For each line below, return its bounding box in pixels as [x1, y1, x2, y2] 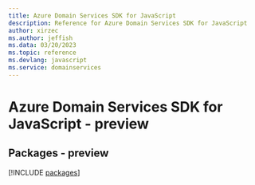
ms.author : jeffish [8, 33, 73, 42]
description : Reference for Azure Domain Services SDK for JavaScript [8, 19, 248, 27]
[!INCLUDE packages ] [8, 167, 80, 177]
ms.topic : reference [8, 49, 77, 57]
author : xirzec [8, 26, 59, 34]
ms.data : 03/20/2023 [8, 41, 77, 49]
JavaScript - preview [8, 115, 150, 132]
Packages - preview [8, 147, 109, 160]
